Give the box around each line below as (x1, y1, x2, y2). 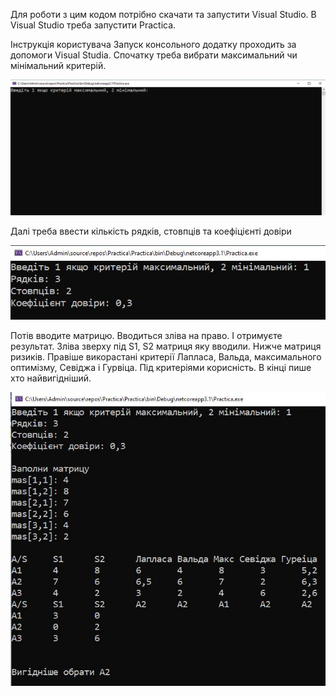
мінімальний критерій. (10, 60, 107, 71)
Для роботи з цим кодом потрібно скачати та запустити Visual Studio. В (10, 9, 317, 20)
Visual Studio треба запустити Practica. (10, 19, 177, 31)
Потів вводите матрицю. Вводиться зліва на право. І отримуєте (10, 330, 283, 342)
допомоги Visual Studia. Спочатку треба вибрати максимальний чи (10, 49, 298, 61)
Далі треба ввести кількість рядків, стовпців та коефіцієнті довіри (10, 225, 292, 237)
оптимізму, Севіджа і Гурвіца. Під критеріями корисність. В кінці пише (10, 362, 312, 374)
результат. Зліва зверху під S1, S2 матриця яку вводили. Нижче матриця (10, 340, 322, 353)
